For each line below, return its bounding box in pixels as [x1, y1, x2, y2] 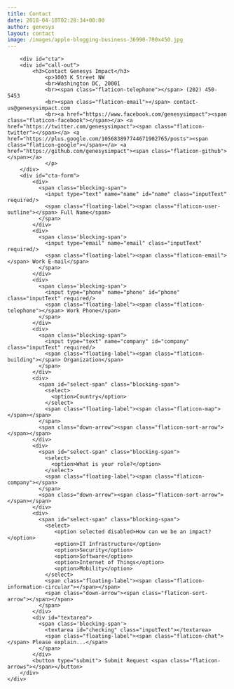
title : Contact [7, 10, 52, 18]
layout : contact [7, 29, 55, 37]
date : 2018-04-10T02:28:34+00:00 [7, 17, 105, 24]
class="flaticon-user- [154, 203, 221, 210]
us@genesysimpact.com [7, 105, 71, 112]
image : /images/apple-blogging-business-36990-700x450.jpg [7, 36, 184, 44]
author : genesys [7, 23, 55, 30]
